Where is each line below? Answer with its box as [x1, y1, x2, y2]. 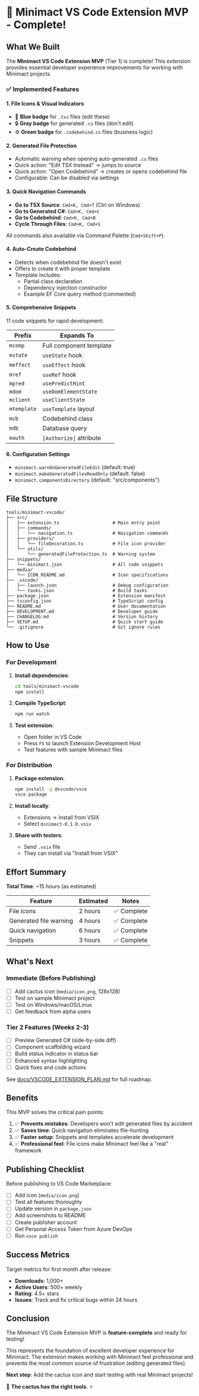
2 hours [78, 907, 101, 916]
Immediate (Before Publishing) [6, 974, 96, 982]
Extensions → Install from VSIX [23, 814, 100, 821]
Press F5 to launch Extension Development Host [23, 740, 141, 747]
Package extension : [14, 774, 65, 781]
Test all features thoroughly [14, 1198, 82, 1206]
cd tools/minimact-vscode [14, 683, 79, 689]
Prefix [14, 331, 31, 339]
